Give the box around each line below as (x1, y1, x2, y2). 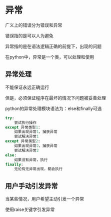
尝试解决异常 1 (14, 134, 39, 139)
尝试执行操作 (14, 120, 36, 125)
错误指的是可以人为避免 (5, 32, 53, 38)
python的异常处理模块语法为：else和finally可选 (5, 105, 102, 111)
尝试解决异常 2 (14, 148, 39, 153)
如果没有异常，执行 (14, 157, 48, 162)
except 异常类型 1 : (5, 124, 41, 130)
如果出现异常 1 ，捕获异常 (14, 129, 57, 134)
